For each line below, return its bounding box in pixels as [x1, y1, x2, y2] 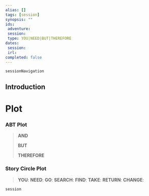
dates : [5, 41, 19, 46]
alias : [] [5, 7, 26, 13]
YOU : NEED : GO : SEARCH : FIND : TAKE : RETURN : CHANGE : [17, 177, 144, 183]
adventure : [7, 26, 31, 32]
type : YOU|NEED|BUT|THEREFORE [7, 36, 72, 41]
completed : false [5, 54, 42, 60]
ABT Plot [5, 121, 27, 128]
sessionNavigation [5, 69, 44, 74]
